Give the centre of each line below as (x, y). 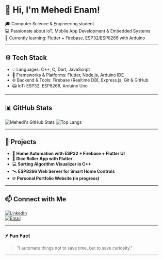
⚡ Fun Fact (18, 236)
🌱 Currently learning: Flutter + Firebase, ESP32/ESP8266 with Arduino (75, 38)
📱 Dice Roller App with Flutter (42, 159)
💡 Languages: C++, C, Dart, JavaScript (51, 69)
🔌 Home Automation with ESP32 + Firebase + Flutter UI (68, 154)
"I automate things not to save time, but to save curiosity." (74, 248)
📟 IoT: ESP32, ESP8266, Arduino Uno (50, 86)
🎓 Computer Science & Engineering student (49, 23)
